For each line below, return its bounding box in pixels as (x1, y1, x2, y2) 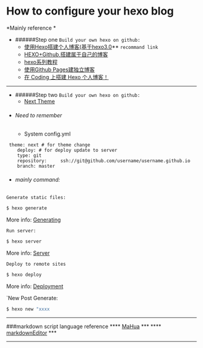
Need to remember (14, 111, 62, 119)
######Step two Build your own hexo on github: (14, 91, 141, 98)
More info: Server (6, 249, 50, 257)
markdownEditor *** (6, 329, 57, 337)
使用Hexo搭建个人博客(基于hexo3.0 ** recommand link (24, 43, 158, 50)
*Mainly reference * (6, 24, 56, 31)
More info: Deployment (6, 283, 63, 290)
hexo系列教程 (24, 58, 58, 65)
